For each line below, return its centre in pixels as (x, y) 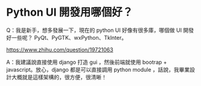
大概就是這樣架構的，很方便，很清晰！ (59, 77)
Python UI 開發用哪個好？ (70, 12)
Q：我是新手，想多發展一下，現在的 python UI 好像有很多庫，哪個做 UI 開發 (100, 30)
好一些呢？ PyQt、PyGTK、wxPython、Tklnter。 (67, 37)
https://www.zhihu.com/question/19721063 (60, 49)
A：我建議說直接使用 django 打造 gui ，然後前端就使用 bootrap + (87, 62)
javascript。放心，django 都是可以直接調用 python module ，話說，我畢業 (98, 69)
